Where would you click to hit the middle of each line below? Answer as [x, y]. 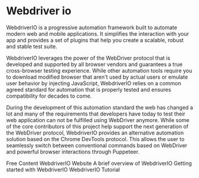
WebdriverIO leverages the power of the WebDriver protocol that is [88, 58]
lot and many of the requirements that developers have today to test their [96, 114]
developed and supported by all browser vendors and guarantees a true [94, 64]
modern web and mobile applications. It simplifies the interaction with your [98, 33]
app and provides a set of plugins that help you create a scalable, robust [95, 40]
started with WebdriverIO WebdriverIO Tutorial [63, 169]
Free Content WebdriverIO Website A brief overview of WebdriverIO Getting [99, 163]
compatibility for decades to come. [49, 96]
